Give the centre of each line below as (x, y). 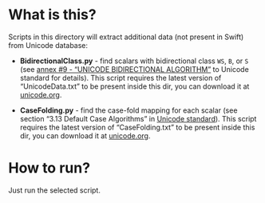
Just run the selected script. (55, 190)
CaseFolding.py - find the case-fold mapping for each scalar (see (129, 110)
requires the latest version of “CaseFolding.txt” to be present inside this (137, 127)
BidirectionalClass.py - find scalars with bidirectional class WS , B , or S (134, 61)
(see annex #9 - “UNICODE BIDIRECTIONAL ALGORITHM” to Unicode (134, 69)
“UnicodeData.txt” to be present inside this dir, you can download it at (134, 86)
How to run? (49, 168)
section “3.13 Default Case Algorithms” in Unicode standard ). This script (138, 118)
